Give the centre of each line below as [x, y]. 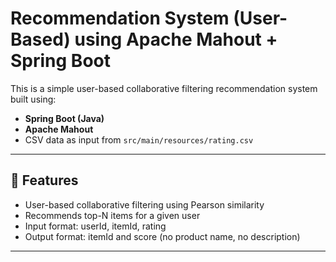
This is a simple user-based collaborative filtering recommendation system [164, 88]
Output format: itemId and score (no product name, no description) [162, 236]
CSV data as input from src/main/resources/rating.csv [139, 139]
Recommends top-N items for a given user [112, 215]
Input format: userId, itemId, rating [95, 226]
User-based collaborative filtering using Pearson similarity [144, 204]
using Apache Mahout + [176, 39]
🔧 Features [44, 180]
